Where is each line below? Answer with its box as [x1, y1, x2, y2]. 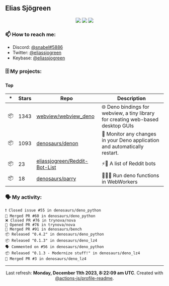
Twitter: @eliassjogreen [12, 50, 62, 56]
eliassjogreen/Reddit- [36, 158, 89, 165]
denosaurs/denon [36, 140, 79, 147]
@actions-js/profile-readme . [55, 275, 114, 281]
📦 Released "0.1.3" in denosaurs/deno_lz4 [5, 238, 98, 243]
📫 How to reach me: [5, 31, 56, 38]
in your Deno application [101, 137, 159, 144]
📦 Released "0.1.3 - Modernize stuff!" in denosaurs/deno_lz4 [5, 250, 140, 256]
